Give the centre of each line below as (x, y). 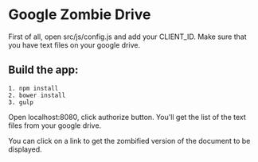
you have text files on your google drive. (74, 44)
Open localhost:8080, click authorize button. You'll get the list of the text (127, 117)
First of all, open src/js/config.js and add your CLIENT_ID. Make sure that (127, 37)
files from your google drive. (55, 125)
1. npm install (33, 88)
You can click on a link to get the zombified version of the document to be (129, 141)
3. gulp (21, 102)
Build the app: (43, 70)
